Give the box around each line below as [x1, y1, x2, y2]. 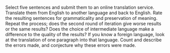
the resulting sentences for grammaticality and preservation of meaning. [5, 15, 158, 21]
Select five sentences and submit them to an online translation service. [5, 5, 155, 10]
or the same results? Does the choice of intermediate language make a [5, 26, 154, 32]
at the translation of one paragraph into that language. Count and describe [5, 37, 162, 43]
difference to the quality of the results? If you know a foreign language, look [5, 32, 165, 37]
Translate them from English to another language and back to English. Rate [5, 10, 162, 16]
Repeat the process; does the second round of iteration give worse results [5, 20, 162, 26]
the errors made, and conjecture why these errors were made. [5, 42, 136, 48]
